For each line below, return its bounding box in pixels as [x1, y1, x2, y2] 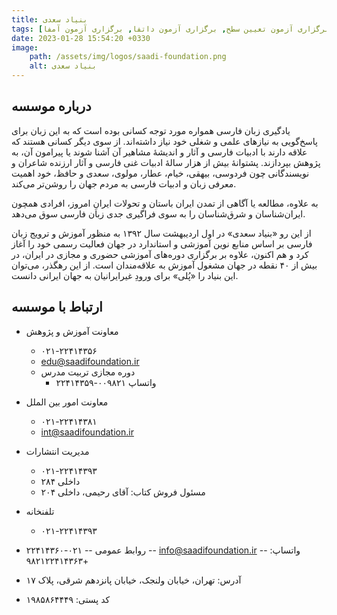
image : [11, 42, 39, 53]
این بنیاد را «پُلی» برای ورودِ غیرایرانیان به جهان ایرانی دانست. [11, 269, 239, 281]
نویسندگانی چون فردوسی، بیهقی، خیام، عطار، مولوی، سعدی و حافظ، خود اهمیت [11, 167, 310, 179]
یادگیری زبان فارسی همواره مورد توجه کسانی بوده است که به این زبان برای [11, 124, 291, 136]
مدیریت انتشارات [25, 445, 90, 457]
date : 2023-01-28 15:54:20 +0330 [11, 33, 151, 43]
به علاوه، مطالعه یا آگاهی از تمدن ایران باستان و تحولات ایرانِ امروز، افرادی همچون [11, 197, 319, 209]
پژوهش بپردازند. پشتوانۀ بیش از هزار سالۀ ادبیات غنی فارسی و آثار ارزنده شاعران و [11, 156, 321, 168]
